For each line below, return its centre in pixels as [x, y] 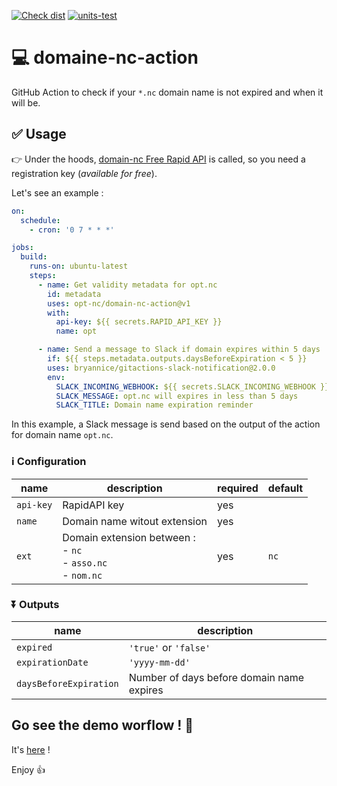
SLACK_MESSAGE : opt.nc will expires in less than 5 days [177, 396]
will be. [26, 102]
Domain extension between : [129, 537]
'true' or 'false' [169, 647]
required [238, 488]
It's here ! [31, 749]
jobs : [22, 248]
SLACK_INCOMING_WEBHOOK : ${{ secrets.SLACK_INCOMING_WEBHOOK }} [192, 386]
